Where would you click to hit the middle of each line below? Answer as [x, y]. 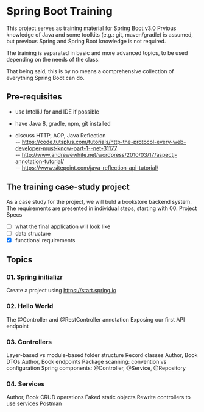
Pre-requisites [34, 97]
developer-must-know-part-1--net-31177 [66, 148]
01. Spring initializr [34, 277]
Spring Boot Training [59, 11]
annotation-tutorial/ [39, 161]
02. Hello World [30, 306]
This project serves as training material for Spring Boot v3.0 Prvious [91, 28]
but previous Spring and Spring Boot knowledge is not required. [86, 41]
